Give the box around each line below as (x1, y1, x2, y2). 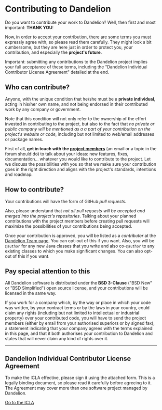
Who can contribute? (5, 83, 70, 92)
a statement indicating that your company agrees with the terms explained (5, 326, 153, 331)
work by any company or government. (5, 106, 81, 112)
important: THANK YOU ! (5, 24, 54, 30)
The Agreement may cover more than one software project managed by (5, 385, 148, 391)
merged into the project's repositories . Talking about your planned (5, 213, 136, 219)
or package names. (5, 136, 43, 142)
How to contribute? (5, 186, 64, 194)
